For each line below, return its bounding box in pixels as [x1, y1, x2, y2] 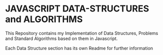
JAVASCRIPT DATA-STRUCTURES [5, 3, 149, 14]
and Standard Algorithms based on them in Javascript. [5, 35, 118, 41]
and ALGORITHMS [5, 13, 83, 25]
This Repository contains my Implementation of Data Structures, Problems [5, 30, 158, 36]
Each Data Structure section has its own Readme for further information [5, 45, 153, 51]
